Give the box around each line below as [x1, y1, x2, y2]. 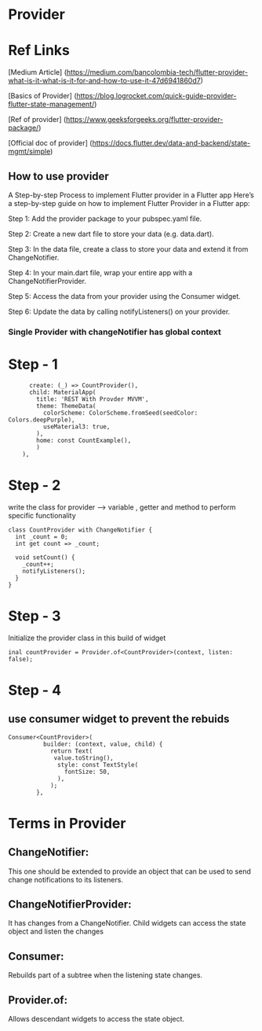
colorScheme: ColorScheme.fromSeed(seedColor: [42, 409, 198, 417]
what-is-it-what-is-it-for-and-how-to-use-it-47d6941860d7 [8, 76, 202, 86]
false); [8, 655, 34, 663]
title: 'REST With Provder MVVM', [36, 395, 149, 403]
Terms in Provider [8, 814, 126, 832]
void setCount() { [15, 553, 76, 562]
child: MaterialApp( [28, 388, 96, 396]
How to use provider [8, 169, 110, 182]
